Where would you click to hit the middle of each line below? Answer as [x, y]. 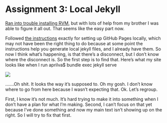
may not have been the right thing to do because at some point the [74, 43]
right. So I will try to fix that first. [38, 115]
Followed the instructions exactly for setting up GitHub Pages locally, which [83, 38]
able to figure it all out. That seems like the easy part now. [65, 28]
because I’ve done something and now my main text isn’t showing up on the [84, 109]
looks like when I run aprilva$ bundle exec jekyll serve [61, 65]
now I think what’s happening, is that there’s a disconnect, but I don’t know [82, 54]
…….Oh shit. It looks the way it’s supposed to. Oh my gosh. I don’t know [79, 84]
